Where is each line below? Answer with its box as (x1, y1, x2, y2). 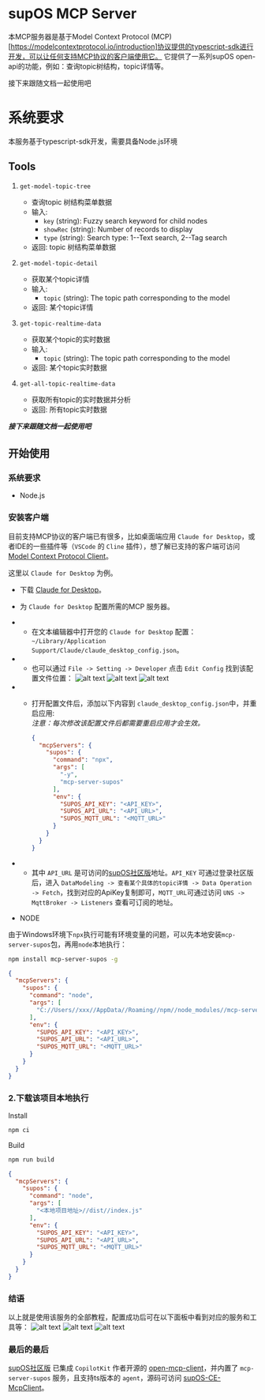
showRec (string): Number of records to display (43, 224, 193, 234)
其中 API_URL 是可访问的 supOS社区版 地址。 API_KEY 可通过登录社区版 (31, 867, 254, 877)
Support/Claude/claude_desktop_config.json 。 (31, 645, 184, 654)
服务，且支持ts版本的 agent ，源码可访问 (52, 1373, 182, 1383)
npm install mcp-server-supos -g (8, 955, 118, 963)
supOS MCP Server (8, 5, 137, 23)
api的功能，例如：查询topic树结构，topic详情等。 (8, 61, 168, 71)
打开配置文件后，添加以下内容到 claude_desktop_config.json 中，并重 (31, 698, 257, 708)
